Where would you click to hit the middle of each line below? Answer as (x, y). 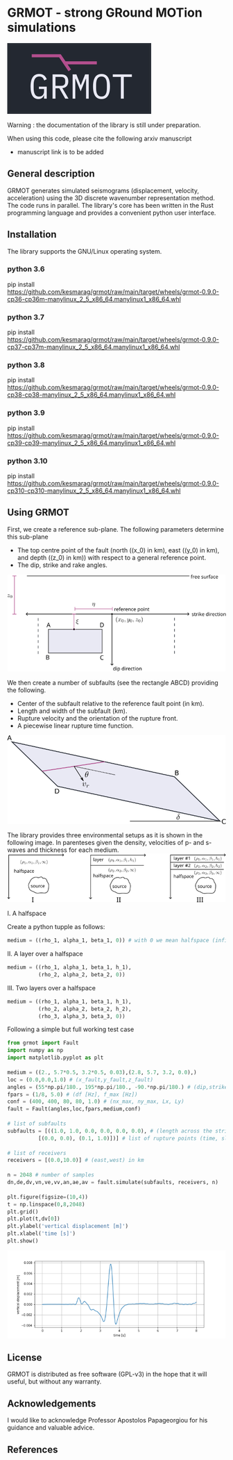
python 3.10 (27, 461)
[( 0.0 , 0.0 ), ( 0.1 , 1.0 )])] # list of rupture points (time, (128, 1138)
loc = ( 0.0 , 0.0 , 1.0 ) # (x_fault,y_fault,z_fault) (80, 1080)
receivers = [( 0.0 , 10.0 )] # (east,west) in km (76, 1160)
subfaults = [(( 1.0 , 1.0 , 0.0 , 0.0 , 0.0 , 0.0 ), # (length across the (110, 1131)
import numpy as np (35, 1051)
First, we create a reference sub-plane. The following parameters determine (115, 529)
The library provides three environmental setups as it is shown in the (105, 835)
